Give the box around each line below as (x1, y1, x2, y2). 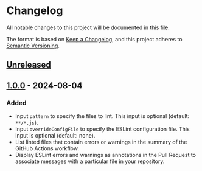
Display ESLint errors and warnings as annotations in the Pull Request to (15, 152, 197, 159)
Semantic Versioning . (6, 42, 60, 49)
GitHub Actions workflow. (15, 145, 79, 152)
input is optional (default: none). (15, 132, 96, 139)
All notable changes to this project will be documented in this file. (6, 24, 170, 31)
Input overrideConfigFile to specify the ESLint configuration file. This (15, 125, 190, 133)
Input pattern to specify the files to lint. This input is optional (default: (15, 113, 190, 120)
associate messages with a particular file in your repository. (15, 158, 165, 165)
